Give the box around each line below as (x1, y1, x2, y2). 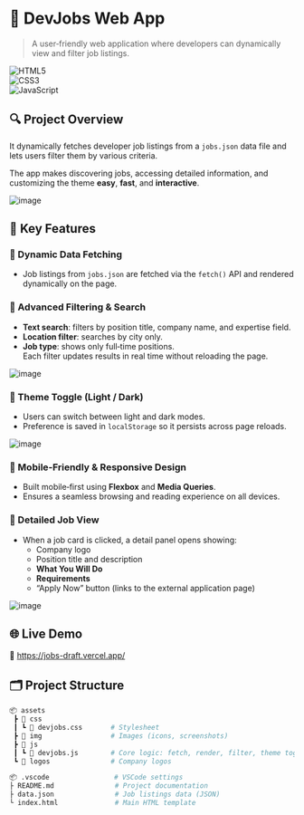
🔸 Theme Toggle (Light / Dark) (9, 390, 144, 403)
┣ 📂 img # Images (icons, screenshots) (13, 731, 229, 741)
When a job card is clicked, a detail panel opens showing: (22, 534, 237, 545)
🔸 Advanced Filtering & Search (9, 301, 147, 313)
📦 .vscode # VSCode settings (9, 773, 184, 782)
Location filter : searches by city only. (22, 331, 163, 342)
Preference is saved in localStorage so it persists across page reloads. (22, 421, 287, 432)
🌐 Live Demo (9, 627, 83, 642)
